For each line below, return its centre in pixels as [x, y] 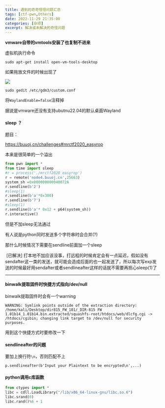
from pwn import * [24, 164]
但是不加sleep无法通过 [28, 224]
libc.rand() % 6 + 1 [24, 402]
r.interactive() [22, 214]
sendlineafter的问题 [26, 345]
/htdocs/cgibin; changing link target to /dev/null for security [73, 319]
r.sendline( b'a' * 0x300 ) [29, 196]
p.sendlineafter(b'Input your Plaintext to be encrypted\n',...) [73, 366]
